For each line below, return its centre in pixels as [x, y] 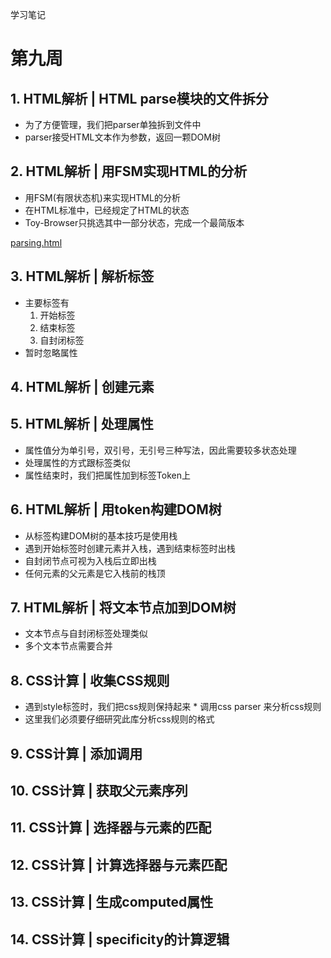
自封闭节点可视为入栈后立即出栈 [90, 560]
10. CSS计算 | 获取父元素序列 [99, 791]
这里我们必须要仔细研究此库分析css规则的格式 [119, 719]
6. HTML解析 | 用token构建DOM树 [116, 509]
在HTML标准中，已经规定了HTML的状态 [107, 210]
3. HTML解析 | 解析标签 [82, 276]
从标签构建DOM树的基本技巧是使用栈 [101, 535]
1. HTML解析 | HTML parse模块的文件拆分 [139, 98]
